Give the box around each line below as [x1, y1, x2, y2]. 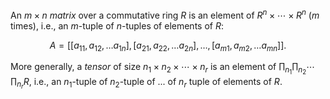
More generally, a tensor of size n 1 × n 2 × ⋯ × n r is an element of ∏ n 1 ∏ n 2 [10, 61, 307, 77]
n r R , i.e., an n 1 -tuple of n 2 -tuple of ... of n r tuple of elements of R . [16, 75, 283, 91]
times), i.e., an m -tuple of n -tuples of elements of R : [10, 19, 224, 32]
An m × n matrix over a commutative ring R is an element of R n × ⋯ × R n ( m [10, 8, 320, 21]
